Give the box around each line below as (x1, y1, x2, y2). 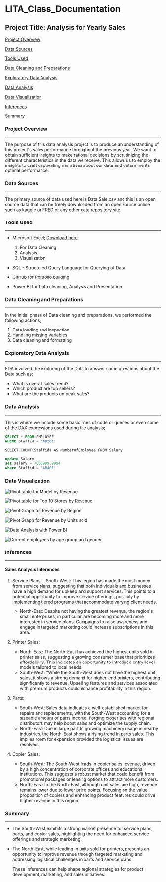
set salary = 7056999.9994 (5, 461, 61, 466)
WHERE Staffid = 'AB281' (5, 439, 56, 444)
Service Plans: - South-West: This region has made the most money (12, 577, 151, 583)
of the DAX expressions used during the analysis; (5, 425, 106, 431)
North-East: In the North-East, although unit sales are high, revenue (19, 781, 157, 787)
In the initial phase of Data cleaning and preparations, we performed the (5, 312, 152, 318)
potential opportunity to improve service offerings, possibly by (12, 593, 139, 599)
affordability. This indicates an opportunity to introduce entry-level (19, 659, 155, 665)
